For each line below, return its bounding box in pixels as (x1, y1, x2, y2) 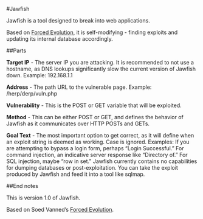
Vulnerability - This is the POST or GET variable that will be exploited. (6, 102, 182, 109)
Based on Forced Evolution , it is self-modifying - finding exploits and (6, 29, 178, 36)
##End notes (6, 182, 38, 189)
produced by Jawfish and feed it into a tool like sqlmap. (6, 170, 145, 178)
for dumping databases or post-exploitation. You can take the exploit (6, 164, 178, 171)
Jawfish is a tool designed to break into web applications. (6, 17, 150, 24)
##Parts (6, 47, 26, 54)
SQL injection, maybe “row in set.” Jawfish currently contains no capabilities (6, 158, 198, 165)
